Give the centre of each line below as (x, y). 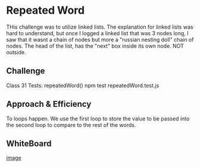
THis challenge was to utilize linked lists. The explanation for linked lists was (100, 27)
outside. (16, 52)
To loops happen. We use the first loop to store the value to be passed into (98, 118)
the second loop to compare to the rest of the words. (71, 125)
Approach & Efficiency (49, 104)
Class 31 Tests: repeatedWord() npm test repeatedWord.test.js (83, 85)
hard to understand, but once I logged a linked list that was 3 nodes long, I (98, 33)
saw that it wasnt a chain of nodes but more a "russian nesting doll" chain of (100, 39)
